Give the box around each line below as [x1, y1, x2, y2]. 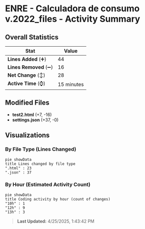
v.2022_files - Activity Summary [5, 13, 141, 25]
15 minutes [57, 81, 84, 87]
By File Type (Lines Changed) [5, 146, 76, 153]
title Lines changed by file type [5, 161, 76, 166]
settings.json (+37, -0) [12, 116, 59, 123]
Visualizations [5, 131, 50, 140]
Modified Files [5, 99, 50, 107]
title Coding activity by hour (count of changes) [5, 197, 111, 201]
